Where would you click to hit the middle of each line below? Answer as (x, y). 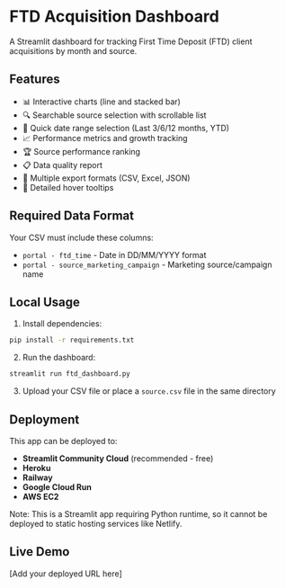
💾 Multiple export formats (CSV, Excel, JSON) (106, 178)
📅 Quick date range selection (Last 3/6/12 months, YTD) (126, 128)
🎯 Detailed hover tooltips (68, 187)
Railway (37, 477)
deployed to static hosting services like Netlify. (96, 523)
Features (35, 80)
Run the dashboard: (59, 358)
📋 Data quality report (62, 165)
